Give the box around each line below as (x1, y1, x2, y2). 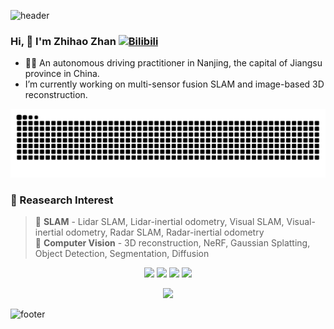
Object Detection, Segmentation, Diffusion (34, 248, 210, 260)
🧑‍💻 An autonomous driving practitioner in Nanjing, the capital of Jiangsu (24, 57, 323, 69)
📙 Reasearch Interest (10, 193, 114, 207)
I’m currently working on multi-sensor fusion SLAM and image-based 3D (24, 78, 325, 90)
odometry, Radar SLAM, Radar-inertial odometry (65, 226, 265, 239)
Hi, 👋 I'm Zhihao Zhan (10, 34, 117, 48)
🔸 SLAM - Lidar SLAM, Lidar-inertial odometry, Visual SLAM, (34, 216, 285, 228)
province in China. (24, 68, 100, 80)
